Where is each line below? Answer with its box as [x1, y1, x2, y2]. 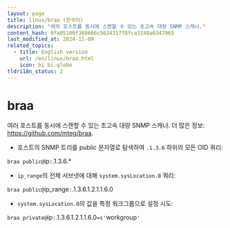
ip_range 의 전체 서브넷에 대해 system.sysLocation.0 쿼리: [17, 171, 176, 180]
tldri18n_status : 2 [7, 68, 64, 75]
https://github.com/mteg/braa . [7, 129, 94, 137]
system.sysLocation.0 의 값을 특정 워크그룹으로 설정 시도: [17, 200, 173, 208]
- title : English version [13, 49, 88, 56]
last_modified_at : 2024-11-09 [7, 36, 95, 43]
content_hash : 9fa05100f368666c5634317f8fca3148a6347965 [7, 29, 175, 37]
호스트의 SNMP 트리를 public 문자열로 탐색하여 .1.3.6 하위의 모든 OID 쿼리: [17, 143, 223, 152]
